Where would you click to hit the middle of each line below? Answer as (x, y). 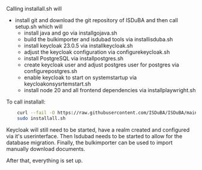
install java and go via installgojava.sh (70, 33)
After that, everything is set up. (44, 160)
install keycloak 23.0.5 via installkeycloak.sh (78, 45)
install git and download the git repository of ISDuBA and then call (96, 20)
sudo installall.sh (41, 118)
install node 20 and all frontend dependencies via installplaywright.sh (110, 90)
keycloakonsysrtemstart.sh (57, 84)
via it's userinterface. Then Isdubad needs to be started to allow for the (94, 136)
